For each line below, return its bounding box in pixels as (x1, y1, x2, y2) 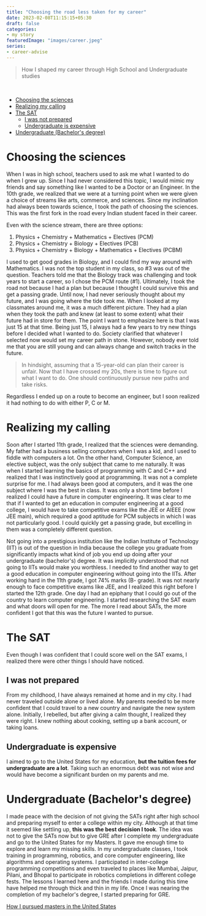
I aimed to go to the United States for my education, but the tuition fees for (6, 758, 197, 765)
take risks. (21, 381, 48, 388)
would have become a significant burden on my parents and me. (6, 771, 169, 779)
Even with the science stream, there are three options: (6, 221, 143, 229)
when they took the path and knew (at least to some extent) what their (6, 310, 184, 318)
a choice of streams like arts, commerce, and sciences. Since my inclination (6, 196, 198, 204)
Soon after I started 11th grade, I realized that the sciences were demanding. (6, 441, 199, 448)
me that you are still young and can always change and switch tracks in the (6, 343, 196, 350)
